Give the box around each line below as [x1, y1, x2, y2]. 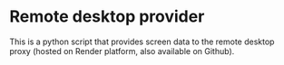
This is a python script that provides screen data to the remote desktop [9, 36, 275, 47]
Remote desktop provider [9, 6, 205, 27]
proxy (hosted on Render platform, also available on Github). [9, 45, 235, 56]
